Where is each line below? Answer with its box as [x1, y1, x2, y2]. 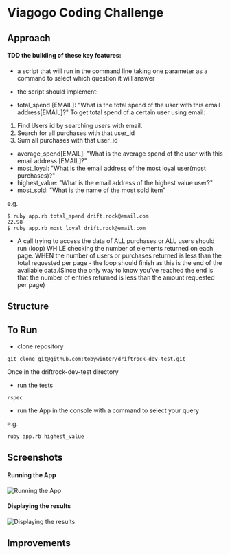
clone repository [16, 342, 64, 350]
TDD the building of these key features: [7, 52, 122, 60]
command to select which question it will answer [16, 74, 155, 82]
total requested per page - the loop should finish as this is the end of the [16, 258, 222, 266]
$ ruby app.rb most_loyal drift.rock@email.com [7, 224, 146, 231]
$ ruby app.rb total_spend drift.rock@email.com [7, 212, 149, 220]
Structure [7, 301, 49, 313]
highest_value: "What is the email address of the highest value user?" [16, 178, 214, 187]
